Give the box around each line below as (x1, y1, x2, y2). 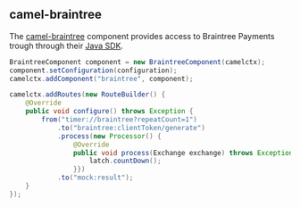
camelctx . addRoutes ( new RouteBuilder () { (9, 90, 166, 99)
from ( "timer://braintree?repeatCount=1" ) (41, 115, 198, 124)
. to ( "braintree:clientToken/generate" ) (56, 123, 205, 132)
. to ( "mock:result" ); (56, 173, 134, 182)
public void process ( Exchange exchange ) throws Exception (72, 148, 294, 157)
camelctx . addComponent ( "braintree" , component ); (9, 74, 194, 83)
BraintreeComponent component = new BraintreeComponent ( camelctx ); (9, 57, 266, 66)
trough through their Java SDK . (9, 40, 123, 51)
